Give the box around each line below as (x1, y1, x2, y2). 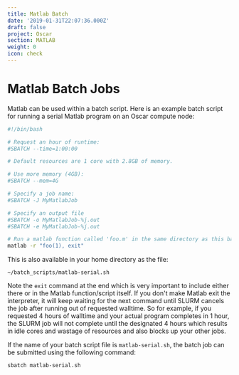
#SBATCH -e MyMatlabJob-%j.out (7, 223, 100, 230)
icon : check (7, 51, 43, 58)
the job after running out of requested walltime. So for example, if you (7, 304, 212, 313)
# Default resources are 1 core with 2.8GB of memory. (7, 158, 174, 165)
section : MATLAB (7, 37, 55, 44)
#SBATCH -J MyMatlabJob (7, 196, 78, 204)
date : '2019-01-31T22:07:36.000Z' (7, 17, 110, 24)
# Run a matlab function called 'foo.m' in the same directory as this (7, 236, 224, 243)
